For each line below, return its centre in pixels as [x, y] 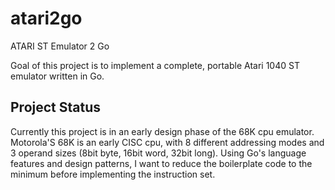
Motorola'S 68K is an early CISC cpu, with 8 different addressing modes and [167, 142]
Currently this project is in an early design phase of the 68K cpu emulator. [162, 131]
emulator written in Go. [57, 76]
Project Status [56, 107]
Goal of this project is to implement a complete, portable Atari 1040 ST [155, 65]
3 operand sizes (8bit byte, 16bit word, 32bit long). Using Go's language [158, 153]
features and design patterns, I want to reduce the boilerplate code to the [161, 163]
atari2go [46, 18]
